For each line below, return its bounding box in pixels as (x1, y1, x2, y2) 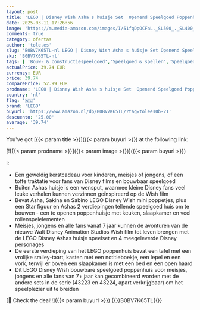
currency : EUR (6, 70, 42, 76)
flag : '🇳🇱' (6, 97, 36, 103)
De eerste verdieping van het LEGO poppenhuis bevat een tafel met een (14, 247, 192, 255)
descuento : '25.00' (6, 114, 55, 120)
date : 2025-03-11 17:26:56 (6, 20, 73, 26)
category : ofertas (6, 36, 52, 42)
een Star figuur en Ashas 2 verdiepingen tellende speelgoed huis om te (14, 203, 189, 210)
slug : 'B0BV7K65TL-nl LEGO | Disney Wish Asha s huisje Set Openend (6, 48, 180, 54)
